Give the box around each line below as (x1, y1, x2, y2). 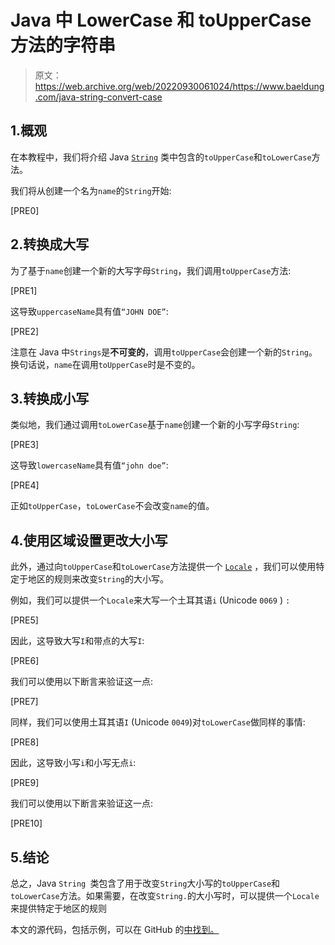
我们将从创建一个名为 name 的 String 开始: (10, 184, 172, 196)
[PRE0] (10, 204, 40, 216)
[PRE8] (10, 736, 40, 748)
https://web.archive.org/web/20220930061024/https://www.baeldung (34, 80, 325, 92)
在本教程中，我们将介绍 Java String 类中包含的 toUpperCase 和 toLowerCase (10, 151, 312, 163)
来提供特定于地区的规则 (10, 902, 107, 914)
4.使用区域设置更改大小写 (10, 532, 168, 549)
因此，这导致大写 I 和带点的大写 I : (10, 635, 145, 647)
